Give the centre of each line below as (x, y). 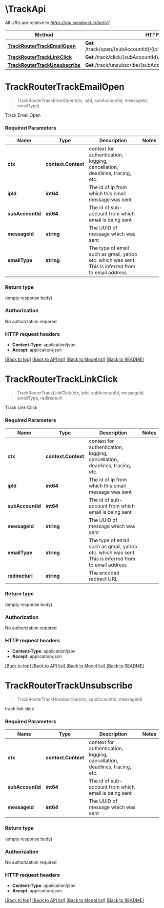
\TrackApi (25, 9)
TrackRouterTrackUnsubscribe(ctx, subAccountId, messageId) (80, 699)
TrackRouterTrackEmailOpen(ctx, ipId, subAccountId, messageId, (82, 100)
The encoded (104, 573)
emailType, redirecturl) (40, 398)
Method (44, 34)
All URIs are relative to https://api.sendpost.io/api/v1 (57, 23)
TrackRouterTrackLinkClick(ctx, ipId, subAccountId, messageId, (81, 393)
